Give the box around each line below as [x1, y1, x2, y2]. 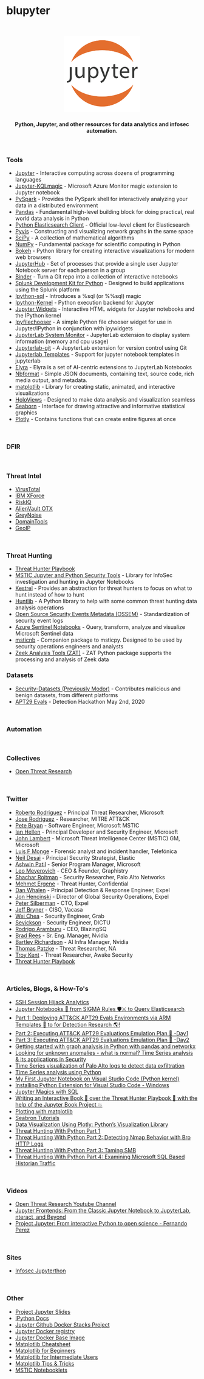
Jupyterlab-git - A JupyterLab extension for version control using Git [15, 344, 187, 352]
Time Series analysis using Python [15, 1068, 101, 1076]
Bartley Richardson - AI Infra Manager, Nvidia [15, 938, 129, 945]
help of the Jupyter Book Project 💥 [15, 1101, 103, 1108]
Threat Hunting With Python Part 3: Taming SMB [15, 1146, 137, 1154]
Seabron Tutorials [15, 1114, 59, 1121]
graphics [15, 409, 38, 416]
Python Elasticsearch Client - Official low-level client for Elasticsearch [15, 221, 190, 229]
